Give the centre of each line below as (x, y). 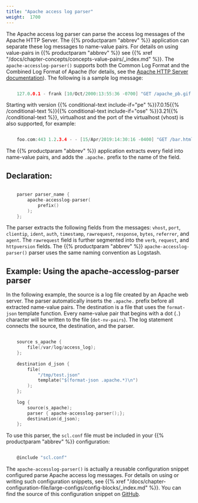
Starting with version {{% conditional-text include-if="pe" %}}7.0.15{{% (93, 105)
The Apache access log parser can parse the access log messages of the (95, 34)
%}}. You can (165, 488)
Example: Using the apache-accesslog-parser (93, 271)
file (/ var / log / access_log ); (62, 348)
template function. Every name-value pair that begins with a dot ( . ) (99, 314)
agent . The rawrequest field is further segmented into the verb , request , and (98, 240)
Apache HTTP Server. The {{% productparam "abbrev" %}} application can (98, 40)
